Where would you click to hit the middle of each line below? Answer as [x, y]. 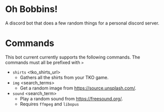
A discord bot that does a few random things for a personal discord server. [82, 23]
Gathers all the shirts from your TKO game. [64, 77]
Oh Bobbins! [31, 9]
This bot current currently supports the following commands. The [73, 57]
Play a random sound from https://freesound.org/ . [71, 98]
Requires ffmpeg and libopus [49, 104]
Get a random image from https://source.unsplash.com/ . [78, 88]
